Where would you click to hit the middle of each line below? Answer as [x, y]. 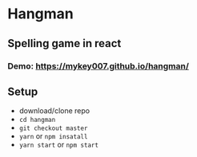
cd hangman [37, 120]
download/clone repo [54, 111]
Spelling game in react [64, 43]
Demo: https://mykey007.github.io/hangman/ [98, 66]
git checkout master [53, 128]
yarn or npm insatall [53, 136]
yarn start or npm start [59, 145]
